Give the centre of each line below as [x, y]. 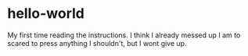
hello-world [46, 14]
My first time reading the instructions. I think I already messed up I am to [124, 35]
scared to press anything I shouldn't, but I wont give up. [97, 43]
